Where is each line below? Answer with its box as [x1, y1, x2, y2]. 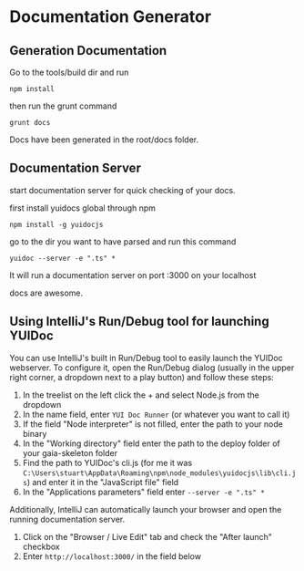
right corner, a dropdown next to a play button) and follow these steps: [9, 371, 275, 382]
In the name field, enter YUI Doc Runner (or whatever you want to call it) [22, 409, 290, 420]
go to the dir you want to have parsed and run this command [9, 235, 237, 247]
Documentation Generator [9, 6, 212, 27]
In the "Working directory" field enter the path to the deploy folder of [22, 438, 280, 449]
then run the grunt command [9, 100, 117, 111]
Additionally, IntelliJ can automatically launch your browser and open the [9, 504, 282, 514]
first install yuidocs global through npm [9, 202, 157, 213]
